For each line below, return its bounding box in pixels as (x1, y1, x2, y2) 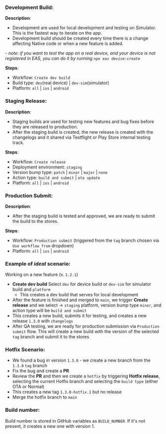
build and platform (12, 286, 51, 292)
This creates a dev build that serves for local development (19, 292, 139, 298)
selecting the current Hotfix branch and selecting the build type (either (12, 379, 159, 384)
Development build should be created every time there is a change (12, 35, 149, 41)
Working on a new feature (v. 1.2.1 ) (5, 271, 78, 277)
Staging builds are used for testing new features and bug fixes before (12, 118, 155, 124)
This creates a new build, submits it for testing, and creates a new (12, 313, 147, 319)
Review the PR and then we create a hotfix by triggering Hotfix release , (12, 373, 160, 379)
